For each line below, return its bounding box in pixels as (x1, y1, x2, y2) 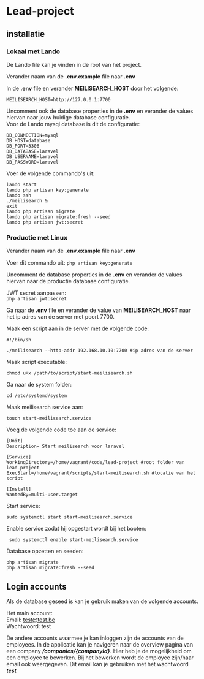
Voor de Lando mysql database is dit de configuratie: (6, 120, 140, 127)
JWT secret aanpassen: (6, 289, 66, 297)
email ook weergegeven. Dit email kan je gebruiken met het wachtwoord (6, 660, 189, 667)
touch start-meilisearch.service (6, 415, 92, 422)
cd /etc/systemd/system (6, 393, 67, 399)
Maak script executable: (6, 358, 67, 366)
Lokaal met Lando (6, 47, 60, 56)
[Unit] (6, 438, 23, 444)
